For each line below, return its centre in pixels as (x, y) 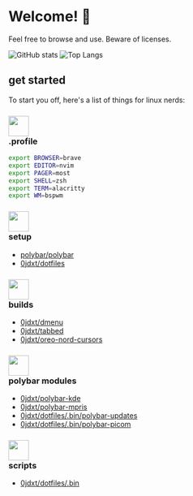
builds (21, 304)
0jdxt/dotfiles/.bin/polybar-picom (75, 425)
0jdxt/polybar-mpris (54, 407)
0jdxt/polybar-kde (50, 399)
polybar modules (43, 381)
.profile (23, 141)
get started (37, 80)
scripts (23, 466)
